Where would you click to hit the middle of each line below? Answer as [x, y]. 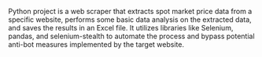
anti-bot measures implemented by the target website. [96, 45]
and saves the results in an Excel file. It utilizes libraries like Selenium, [121, 28]
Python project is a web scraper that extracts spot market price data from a [130, 11]
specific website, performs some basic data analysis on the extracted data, [130, 20]
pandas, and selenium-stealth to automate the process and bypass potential [131, 36]
